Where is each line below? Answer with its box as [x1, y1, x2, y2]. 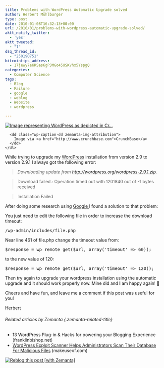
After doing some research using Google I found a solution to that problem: [5, 203, 158, 209]
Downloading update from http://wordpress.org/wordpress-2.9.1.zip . [17, 169, 157, 175]
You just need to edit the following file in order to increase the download [5, 213, 152, 219]
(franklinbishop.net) [12, 337, 53, 343]
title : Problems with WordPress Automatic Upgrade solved [5, 7, 127, 12]
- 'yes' [9, 35, 26, 40]
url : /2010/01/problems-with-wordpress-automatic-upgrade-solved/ [5, 26, 145, 31]
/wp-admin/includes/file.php [5, 228, 76, 233]
